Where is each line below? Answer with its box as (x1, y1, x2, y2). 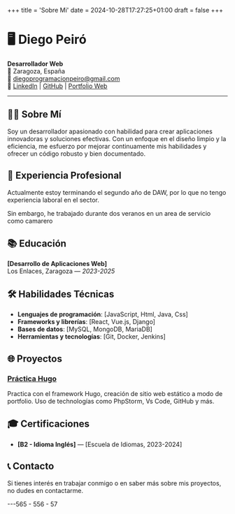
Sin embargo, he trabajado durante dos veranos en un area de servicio (7, 209, 211, 217)
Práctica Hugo (7, 374, 57, 383)
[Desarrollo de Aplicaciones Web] (7, 260, 107, 268)
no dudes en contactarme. (7, 486, 84, 494)
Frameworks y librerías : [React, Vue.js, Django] (17, 318, 156, 326)
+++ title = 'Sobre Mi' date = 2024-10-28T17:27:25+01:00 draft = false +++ (7, 6, 224, 14)
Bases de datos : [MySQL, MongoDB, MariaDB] (17, 325, 152, 334)
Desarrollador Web (7, 59, 64, 68)
